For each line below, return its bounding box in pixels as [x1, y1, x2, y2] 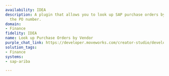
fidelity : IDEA [5, 31, 37, 36]
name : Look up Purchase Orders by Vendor [5, 36, 94, 41]
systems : [5, 54, 24, 59]
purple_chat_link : [5, 40, 44, 45]
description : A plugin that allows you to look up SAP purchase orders [5, 12, 158, 17]
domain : [5, 21, 22, 27]
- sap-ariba [5, 59, 30, 64]
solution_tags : [5, 45, 37, 50]
